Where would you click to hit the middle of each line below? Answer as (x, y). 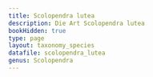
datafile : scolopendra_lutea (57, 53)
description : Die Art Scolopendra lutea (77, 23)
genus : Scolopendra (41, 61)
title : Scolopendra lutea (51, 16)
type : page (26, 38)
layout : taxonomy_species (51, 46)
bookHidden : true (37, 30)
